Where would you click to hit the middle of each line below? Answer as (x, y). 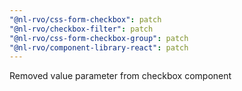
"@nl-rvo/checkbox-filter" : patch (81, 29)
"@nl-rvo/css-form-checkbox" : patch (85, 19)
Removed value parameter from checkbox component (120, 76)
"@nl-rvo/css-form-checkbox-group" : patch (99, 38)
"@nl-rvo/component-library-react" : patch (99, 47)
